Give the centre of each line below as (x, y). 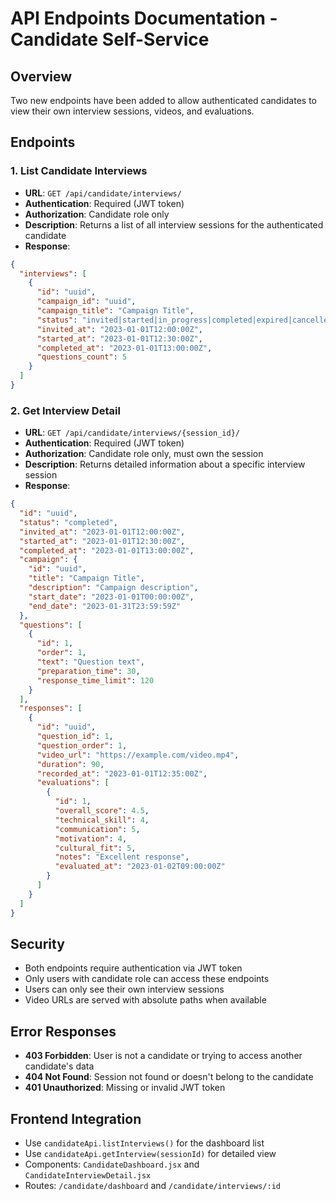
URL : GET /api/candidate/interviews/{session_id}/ (132, 433)
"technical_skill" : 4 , (102, 820)
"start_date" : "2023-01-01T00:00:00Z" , (111, 597)
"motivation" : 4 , (91, 838)
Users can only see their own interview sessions (124, 989)
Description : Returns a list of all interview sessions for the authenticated (174, 224)
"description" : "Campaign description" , (113, 588)
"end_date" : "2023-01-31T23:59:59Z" (105, 606)
